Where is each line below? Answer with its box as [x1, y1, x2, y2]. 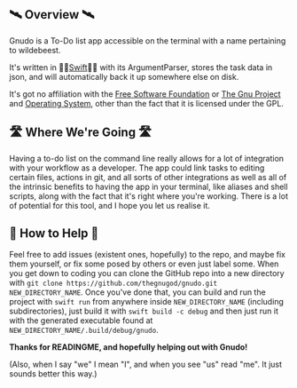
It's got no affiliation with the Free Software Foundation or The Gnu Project [9, 88, 281, 99]
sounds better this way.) [9, 368, 98, 379]
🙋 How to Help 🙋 [9, 226, 99, 242]
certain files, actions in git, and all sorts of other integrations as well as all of [9, 171, 287, 182]
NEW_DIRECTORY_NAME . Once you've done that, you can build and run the [9, 287, 266, 297]
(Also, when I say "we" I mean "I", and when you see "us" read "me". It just [9, 359, 282, 370]
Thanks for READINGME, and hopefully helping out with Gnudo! [9, 342, 248, 352]
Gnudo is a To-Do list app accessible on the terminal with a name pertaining [9, 35, 286, 46]
